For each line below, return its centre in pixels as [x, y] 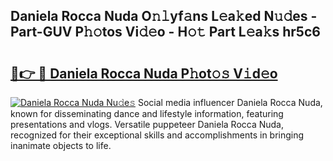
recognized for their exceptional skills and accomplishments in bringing [157, 135]
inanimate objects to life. [61, 145]
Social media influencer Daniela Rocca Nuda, [230, 102]
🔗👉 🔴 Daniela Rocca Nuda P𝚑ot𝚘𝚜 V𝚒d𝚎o [144, 73]
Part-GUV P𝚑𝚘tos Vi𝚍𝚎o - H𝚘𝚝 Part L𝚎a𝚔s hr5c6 [165, 32]
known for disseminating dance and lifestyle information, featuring [147, 113]
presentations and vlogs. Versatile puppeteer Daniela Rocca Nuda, [147, 124]
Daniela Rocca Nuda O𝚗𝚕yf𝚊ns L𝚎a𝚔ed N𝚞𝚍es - [164, 16]
